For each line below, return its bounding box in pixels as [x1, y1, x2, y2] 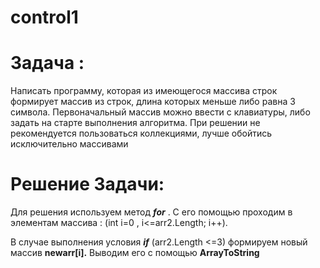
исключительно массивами [10, 138, 129, 150]
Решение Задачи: [10, 173, 165, 196]
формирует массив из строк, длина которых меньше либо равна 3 [10, 96, 296, 108]
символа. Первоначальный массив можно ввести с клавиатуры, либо [10, 106, 311, 118]
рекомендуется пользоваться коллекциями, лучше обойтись [10, 127, 273, 140]
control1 [10, 6, 79, 29]
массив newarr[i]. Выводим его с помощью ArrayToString [10, 247, 260, 259]
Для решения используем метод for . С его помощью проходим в [10, 206, 293, 218]
